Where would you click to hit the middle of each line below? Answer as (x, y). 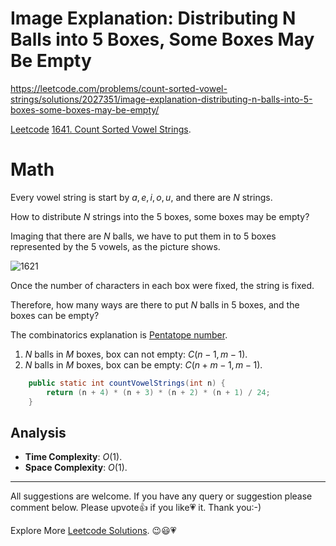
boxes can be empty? (55, 315)
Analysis (38, 432)
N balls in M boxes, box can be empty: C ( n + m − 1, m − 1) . (143, 364)
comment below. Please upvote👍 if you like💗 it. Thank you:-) (136, 508)
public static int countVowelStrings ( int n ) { (127, 383)
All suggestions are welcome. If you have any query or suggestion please (161, 496)
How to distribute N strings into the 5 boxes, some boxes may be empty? (160, 216)
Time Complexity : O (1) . (73, 457)
